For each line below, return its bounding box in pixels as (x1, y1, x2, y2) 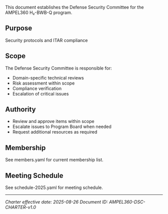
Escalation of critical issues (12, 90, 69, 96)
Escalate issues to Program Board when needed (12, 123, 111, 129)
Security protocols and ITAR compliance (5, 37, 88, 43)
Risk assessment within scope (12, 80, 75, 86)
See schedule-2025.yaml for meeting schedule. (5, 184, 103, 190)
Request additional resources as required (12, 129, 97, 135)
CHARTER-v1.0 (5, 204, 36, 210)
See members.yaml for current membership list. (5, 157, 103, 163)
